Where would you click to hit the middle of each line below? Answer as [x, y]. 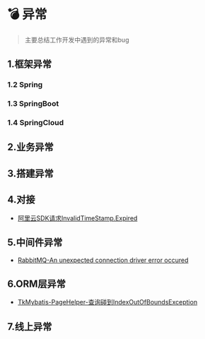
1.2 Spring [25, 85]
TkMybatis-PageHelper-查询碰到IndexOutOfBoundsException [107, 302]
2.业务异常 [31, 147]
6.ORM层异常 [36, 284]
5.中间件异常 [35, 243]
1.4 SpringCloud [36, 123]
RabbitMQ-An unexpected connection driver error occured [103, 260]
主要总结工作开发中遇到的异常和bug [77, 40]
